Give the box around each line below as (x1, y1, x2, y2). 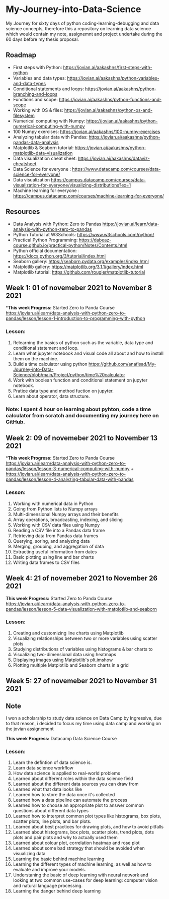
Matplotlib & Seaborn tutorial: (13, 145, 74, 151)
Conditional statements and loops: (13, 86, 84, 92)
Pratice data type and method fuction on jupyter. (13, 388, 114, 394)
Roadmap (6, 51, 37, 59)
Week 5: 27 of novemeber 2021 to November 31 (6, 677, 157, 685)
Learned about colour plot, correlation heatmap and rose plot (13, 840, 140, 846)
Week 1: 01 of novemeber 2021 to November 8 (6, 283, 152, 292)
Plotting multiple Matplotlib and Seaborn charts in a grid (13, 662, 129, 668)
